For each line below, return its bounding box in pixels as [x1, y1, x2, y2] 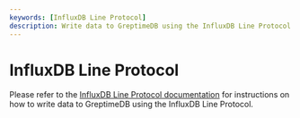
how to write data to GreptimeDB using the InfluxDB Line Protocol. [9, 99, 254, 110]
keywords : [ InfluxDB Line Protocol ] [9, 13, 146, 22]
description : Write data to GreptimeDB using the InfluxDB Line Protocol [9, 21, 292, 30]
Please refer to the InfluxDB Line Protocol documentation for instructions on [9, 89, 290, 100]
